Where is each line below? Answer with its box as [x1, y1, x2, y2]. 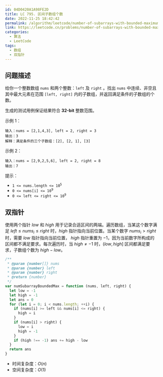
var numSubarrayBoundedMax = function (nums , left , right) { [5, 284, 131, 289]
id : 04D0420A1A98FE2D [5, 7, 49, 12]
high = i [17, 311, 36, 316]
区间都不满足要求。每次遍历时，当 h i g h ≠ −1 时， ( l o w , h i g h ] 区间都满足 [5, 241, 147, 246]
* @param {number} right [7, 270, 57, 275]
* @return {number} [7, 275, 47, 279]
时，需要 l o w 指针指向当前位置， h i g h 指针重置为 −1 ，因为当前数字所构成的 [5, 235, 155, 241]
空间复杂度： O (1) [12, 367, 46, 373]
